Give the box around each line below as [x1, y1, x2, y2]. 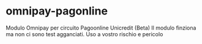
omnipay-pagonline [6, 4, 108, 18]
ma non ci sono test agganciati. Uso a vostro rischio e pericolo [6, 30, 163, 37]
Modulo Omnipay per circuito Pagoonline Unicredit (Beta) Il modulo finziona [6, 24, 196, 31]
